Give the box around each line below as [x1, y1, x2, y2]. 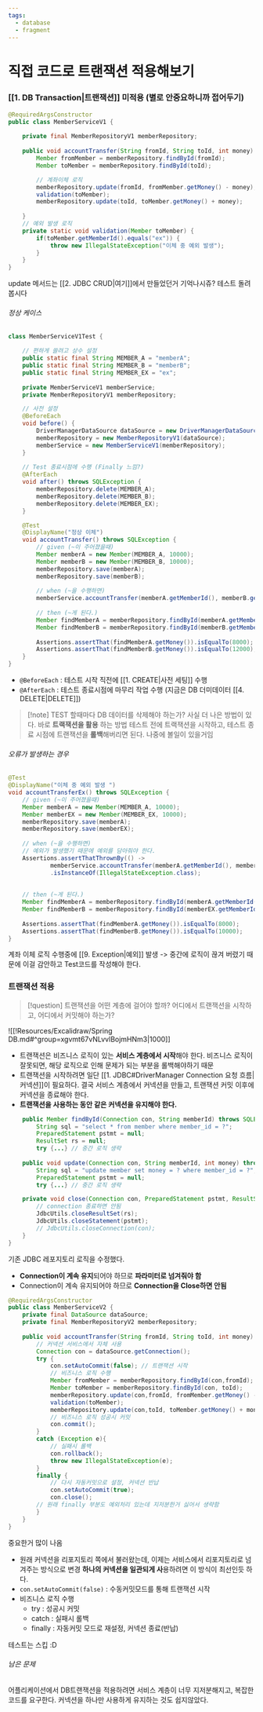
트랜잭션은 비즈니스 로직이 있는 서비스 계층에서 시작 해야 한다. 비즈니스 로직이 [19, 1050, 253, 1060]
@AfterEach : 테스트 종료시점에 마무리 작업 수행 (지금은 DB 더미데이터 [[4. [19, 685, 245, 695]
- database [15, 19, 51, 27]
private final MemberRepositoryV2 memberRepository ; [22, 1319, 198, 1326]
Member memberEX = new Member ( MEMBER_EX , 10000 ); [22, 810, 188, 818]
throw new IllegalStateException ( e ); [49, 1457, 174, 1465]
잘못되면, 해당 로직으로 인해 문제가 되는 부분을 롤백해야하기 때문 [19, 1060, 214, 1070]
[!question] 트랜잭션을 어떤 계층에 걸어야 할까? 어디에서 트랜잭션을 [27, 1000, 231, 1010]
